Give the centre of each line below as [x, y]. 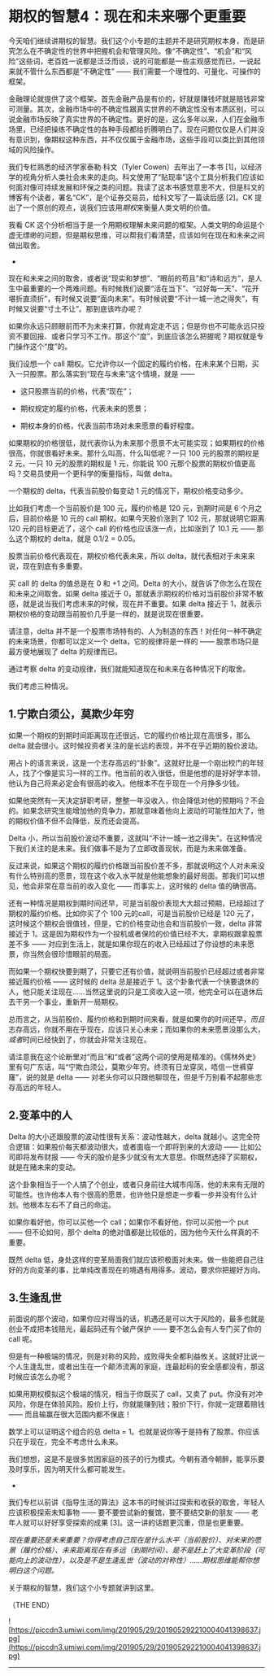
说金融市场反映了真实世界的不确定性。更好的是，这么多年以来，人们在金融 [133, 119]
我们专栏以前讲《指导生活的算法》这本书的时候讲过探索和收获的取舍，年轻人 [137, 1503]
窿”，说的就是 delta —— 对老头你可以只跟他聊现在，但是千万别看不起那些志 [135, 1077]
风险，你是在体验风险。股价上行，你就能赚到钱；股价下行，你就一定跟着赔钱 [137, 1404]
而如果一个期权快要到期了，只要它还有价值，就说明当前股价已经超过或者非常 [137, 971]
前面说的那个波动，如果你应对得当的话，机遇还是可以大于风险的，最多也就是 [137, 1319]
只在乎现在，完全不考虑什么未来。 [65, 1442]
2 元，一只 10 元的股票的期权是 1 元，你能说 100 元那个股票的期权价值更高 [132, 463]
